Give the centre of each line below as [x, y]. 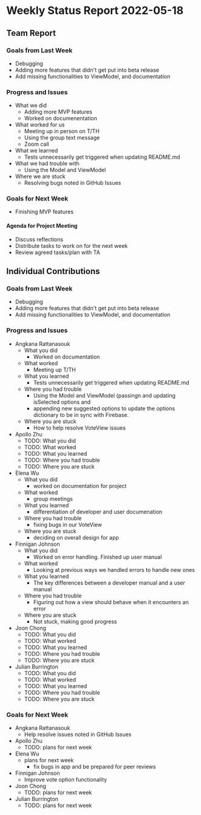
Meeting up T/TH [54, 370]
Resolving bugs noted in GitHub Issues [73, 183]
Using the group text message [62, 138]
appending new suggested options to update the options [104, 408]
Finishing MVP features [44, 212]
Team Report [31, 33]
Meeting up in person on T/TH [62, 131]
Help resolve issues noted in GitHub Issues [78, 734]
